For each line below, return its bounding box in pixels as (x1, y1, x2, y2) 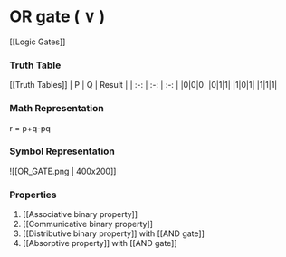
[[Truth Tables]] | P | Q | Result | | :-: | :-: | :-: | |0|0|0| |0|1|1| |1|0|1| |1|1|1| (9, 80, 278, 90)
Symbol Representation (9, 145, 116, 157)
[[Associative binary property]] (22, 209, 138, 220)
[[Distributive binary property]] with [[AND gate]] (22, 228, 205, 239)
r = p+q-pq (9, 122, 52, 133)
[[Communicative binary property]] (22, 219, 154, 230)
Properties (9, 188, 57, 201)
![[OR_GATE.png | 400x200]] (9, 166, 117, 176)
